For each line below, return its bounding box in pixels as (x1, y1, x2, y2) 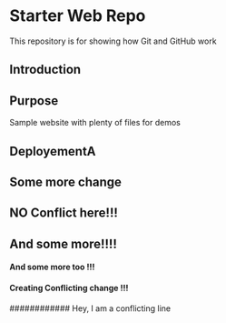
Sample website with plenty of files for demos (9, 117, 182, 128)
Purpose (9, 93, 59, 108)
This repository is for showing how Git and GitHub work (9, 35, 217, 46)
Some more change (9, 174, 123, 189)
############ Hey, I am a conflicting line (9, 302, 172, 314)
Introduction (9, 62, 82, 77)
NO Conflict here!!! (9, 206, 118, 221)
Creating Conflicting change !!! (9, 282, 129, 293)
